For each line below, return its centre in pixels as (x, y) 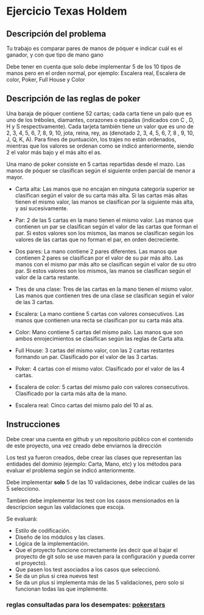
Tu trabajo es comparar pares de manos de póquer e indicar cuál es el (94, 48)
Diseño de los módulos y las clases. (60, 537)
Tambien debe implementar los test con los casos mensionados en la (93, 500)
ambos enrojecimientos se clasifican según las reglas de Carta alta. (100, 338)
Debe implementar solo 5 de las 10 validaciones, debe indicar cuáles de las (100, 482)
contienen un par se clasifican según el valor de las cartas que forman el (106, 226)
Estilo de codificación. (43, 530)
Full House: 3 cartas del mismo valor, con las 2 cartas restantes (95, 350)
